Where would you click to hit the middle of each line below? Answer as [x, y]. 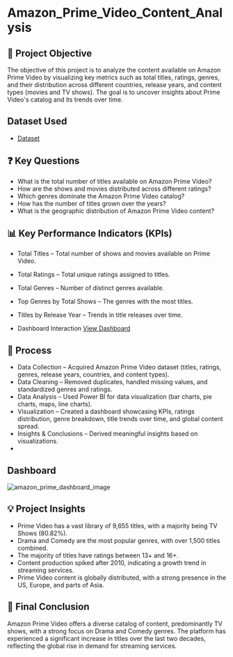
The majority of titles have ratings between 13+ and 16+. [98, 555]
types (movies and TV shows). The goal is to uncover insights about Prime [114, 92]
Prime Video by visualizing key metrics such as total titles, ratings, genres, [114, 77]
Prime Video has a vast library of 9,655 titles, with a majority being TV [117, 525]
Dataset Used [37, 121]
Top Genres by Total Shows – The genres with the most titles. [105, 301]
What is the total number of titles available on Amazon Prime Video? [114, 181]
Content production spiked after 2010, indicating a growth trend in [112, 562]
